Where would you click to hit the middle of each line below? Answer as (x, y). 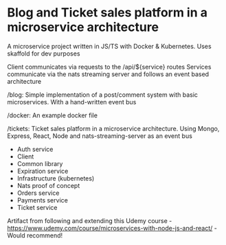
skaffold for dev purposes (44, 54)
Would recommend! (35, 235)
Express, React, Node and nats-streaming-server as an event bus (100, 136)
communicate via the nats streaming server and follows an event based (108, 74)
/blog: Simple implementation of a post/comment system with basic (102, 95)
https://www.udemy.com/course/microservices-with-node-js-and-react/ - (112, 228)
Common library (40, 163)
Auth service (35, 149)
